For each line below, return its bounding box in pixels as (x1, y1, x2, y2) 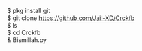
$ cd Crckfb (7, 28, 41, 37)
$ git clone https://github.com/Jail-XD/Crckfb (7, 14, 135, 22)
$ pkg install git (7, 7, 51, 14)
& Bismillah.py (7, 36, 47, 44)
